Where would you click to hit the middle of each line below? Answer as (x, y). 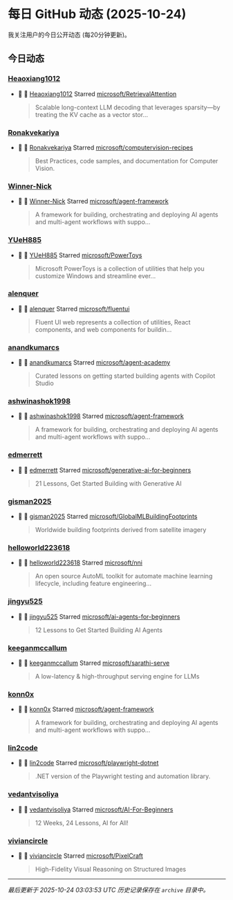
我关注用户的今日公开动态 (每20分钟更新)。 (69, 35)
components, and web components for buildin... (103, 329)
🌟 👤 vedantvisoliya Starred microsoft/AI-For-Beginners (95, 809)
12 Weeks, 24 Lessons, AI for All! (82, 823)
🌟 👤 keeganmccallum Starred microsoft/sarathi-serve (94, 663)
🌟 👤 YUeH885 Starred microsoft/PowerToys (80, 255)
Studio (44, 383)
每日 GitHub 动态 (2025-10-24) (97, 14)
